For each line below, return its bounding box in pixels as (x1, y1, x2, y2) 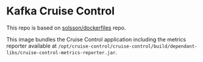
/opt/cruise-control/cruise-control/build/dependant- (57, 43, 198, 49)
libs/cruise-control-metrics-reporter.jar (6, 49, 116, 55)
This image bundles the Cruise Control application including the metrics (6, 36, 187, 43)
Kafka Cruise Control (6, 4, 115, 18)
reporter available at (6, 42, 57, 49)
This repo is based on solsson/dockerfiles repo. (6, 24, 126, 31)
